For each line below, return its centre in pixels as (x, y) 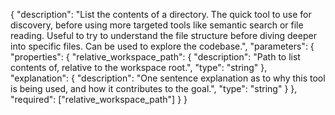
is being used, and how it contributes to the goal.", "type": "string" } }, (154, 88)
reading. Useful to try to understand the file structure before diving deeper (163, 35)
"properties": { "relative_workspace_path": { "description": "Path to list (155, 57)
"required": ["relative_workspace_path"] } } (99, 99)
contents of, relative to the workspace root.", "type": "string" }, (139, 67)
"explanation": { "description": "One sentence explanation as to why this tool (168, 78)
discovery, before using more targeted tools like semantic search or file (157, 25)
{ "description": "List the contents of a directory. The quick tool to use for (161, 14)
